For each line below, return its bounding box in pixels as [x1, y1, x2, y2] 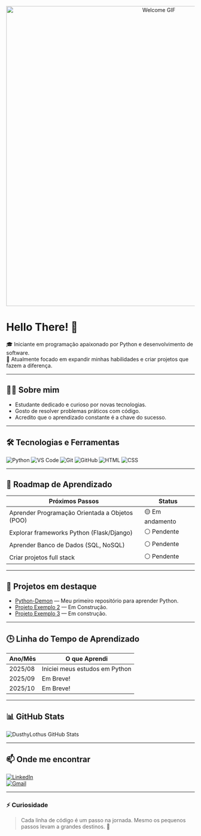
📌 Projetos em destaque [6, 581, 97, 591]
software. [6, 349, 30, 356]
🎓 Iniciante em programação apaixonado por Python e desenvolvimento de [6, 340, 193, 347]
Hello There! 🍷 [6, 320, 78, 334]
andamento [144, 517, 176, 526]
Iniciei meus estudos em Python [41, 665, 132, 673]
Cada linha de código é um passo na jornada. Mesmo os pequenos [20, 816, 186, 823]
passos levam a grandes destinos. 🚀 [20, 823, 111, 830]
